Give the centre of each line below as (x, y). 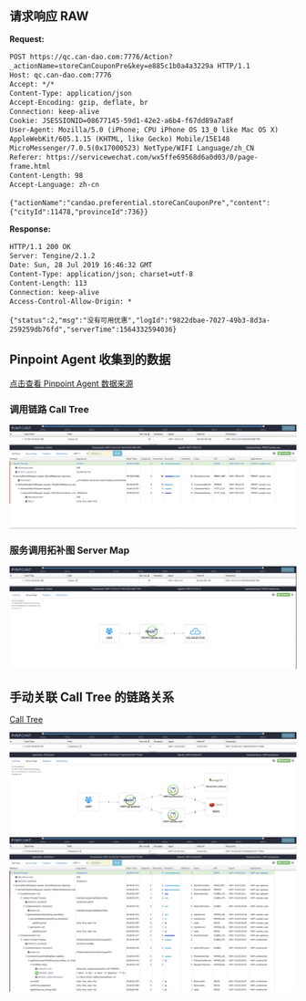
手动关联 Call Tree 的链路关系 (92, 697)
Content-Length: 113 (49, 283)
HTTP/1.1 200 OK (40, 246)
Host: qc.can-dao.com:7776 (61, 75)
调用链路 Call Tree (49, 409)
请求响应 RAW (49, 16)
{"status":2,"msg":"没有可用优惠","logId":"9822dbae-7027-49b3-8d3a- (140, 320)
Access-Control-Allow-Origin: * (71, 301)
